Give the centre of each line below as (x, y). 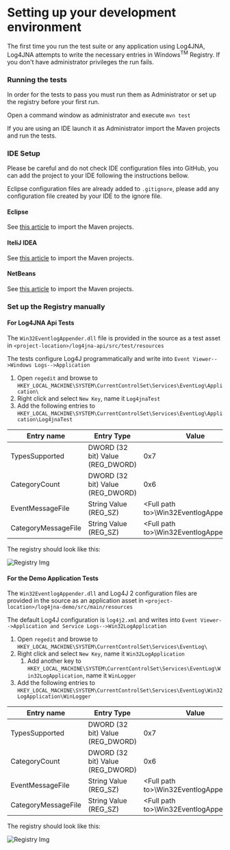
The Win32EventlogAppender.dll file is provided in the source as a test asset (114, 338)
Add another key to (54, 661)
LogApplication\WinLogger (54, 697)
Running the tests (37, 79)
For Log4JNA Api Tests (41, 323)
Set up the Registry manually (56, 306)
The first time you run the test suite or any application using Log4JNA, (106, 46)
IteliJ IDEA (22, 242)
